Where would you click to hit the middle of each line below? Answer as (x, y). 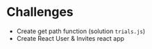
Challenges (40, 12)
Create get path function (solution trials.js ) (81, 31)
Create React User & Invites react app (70, 38)
